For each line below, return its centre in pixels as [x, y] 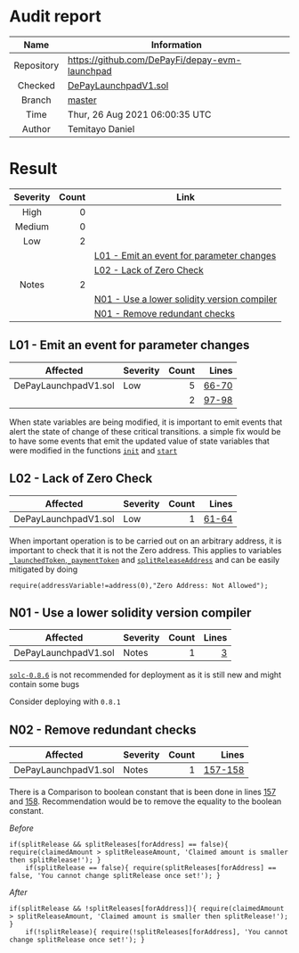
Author [36, 128]
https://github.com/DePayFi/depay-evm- [155, 60]
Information [176, 45]
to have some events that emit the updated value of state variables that [139, 441]
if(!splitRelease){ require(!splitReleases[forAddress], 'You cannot [157, 932]
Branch [36, 100]
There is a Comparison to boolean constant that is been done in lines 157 [143, 792]
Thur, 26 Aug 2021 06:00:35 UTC [140, 114]
